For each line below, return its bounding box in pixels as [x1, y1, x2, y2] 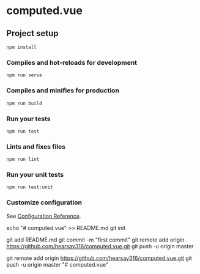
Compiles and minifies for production [6, 86, 119, 95]
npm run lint [6, 157, 40, 163]
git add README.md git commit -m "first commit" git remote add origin [6, 236, 185, 243]
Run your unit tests [6, 171, 64, 179]
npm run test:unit [6, 184, 53, 190]
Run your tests [6, 114, 51, 123]
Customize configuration [6, 198, 83, 207]
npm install [6, 44, 37, 50]
